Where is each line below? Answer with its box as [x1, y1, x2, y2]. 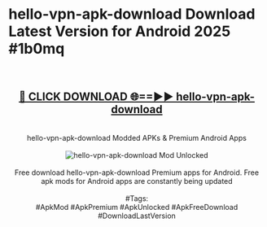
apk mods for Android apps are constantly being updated [40, 176, 234, 186]
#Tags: [125, 193, 149, 203]
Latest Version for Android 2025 [8, 22, 231, 41]
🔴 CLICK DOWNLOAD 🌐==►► [19, 90, 174, 104]
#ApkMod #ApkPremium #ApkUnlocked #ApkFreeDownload [35, 202, 239, 212]
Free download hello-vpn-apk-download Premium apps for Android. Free [15, 168, 259, 177]
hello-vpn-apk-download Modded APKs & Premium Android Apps [27, 133, 247, 142]
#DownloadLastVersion [97, 211, 177, 220]
